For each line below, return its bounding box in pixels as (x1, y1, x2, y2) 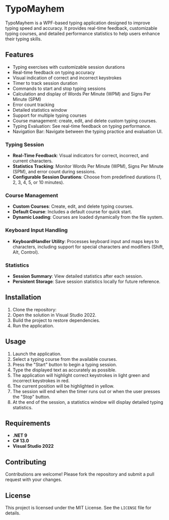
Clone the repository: (12, 306, 57, 312)
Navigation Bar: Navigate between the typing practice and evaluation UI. (12, 128, 163, 134)
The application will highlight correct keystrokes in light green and (12, 372, 150, 378)
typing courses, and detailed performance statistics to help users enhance (5, 30, 160, 36)
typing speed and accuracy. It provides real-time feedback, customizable (5, 25, 157, 31)
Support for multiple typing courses (12, 112, 87, 118)
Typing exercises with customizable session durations (12, 64, 125, 70)
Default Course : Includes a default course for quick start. (12, 209, 132, 215)
